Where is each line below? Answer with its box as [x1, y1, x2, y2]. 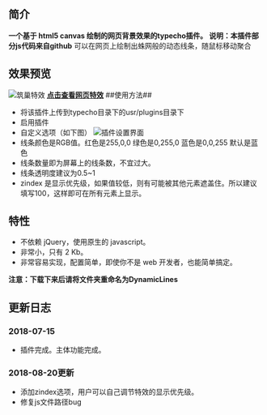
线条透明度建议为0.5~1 [19, 168, 95, 178]
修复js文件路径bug [19, 397, 83, 407]
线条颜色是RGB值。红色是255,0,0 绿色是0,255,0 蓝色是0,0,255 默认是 [19, 137, 252, 148]
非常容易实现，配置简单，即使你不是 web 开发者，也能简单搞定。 [19, 258, 237, 267]
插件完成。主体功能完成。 [19, 345, 106, 355]
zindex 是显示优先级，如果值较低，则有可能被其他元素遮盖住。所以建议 [19, 178, 257, 188]
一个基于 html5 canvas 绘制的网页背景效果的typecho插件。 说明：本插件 [8, 31, 252, 41]
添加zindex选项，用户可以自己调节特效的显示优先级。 [19, 387, 199, 397]
